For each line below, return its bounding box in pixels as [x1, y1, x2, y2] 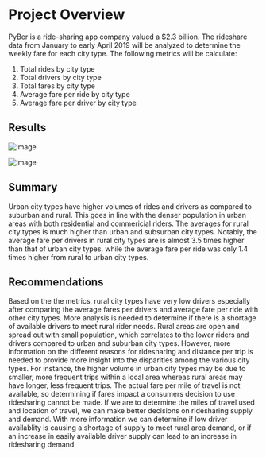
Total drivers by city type [19, 72, 102, 82]
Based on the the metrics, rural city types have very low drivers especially [8, 296, 251, 306]
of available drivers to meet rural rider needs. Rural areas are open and [8, 322, 240, 331]
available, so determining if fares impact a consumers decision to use [8, 389, 236, 399]
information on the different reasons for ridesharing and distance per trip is [8, 347, 254, 357]
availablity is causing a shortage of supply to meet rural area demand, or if [8, 423, 252, 432]
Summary [8, 180, 58, 194]
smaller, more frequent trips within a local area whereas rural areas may [8, 372, 243, 382]
